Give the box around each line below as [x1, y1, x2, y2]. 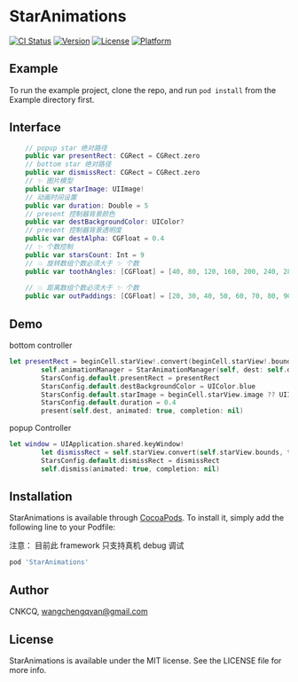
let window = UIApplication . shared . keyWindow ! [9, 440, 184, 449]
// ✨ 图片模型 [25, 176, 74, 185]
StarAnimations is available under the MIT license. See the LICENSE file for [9, 655, 282, 666]
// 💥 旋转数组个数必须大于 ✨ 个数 [25, 259, 140, 268]
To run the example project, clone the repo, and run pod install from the [9, 84, 277, 95]
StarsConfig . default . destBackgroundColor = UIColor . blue [41, 381, 255, 391]
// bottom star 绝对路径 [25, 160, 112, 169]
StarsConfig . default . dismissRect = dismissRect [41, 456, 220, 465]
